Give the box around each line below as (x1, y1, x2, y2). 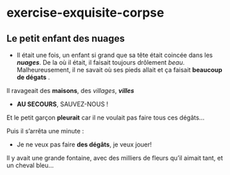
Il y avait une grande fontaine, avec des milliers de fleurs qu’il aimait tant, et (6, 154, 224, 162)
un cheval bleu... (6, 161, 54, 169)
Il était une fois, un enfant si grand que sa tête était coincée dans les (16, 51, 213, 59)
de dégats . (16, 73, 50, 81)
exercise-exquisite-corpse (6, 5, 164, 21)
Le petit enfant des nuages (6, 33, 125, 44)
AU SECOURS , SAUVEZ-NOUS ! (16, 100, 109, 108)
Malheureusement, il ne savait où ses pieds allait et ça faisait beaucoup (16, 66, 222, 74)
